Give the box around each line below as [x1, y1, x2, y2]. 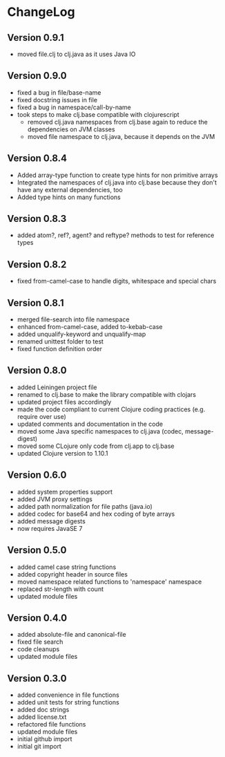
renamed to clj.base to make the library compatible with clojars [17, 390, 197, 398]
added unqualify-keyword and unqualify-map [17, 330, 146, 339]
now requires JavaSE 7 [17, 524, 83, 532]
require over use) [17, 412, 67, 420]
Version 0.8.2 [7, 259, 67, 270]
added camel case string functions [17, 563, 117, 571]
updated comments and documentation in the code [17, 420, 164, 428]
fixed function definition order [17, 345, 102, 353]
